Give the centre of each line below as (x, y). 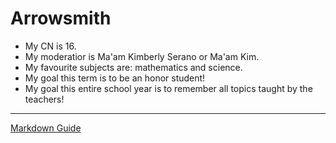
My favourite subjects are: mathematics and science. (133, 67)
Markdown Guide (46, 128)
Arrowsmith (61, 18)
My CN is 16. (50, 46)
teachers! (44, 99)
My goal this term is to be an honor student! (115, 78)
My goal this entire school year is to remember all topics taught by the (168, 88)
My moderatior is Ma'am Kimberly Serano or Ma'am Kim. (142, 56)
